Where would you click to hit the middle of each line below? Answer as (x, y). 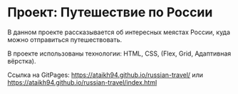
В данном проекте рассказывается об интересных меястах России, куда (119, 32)
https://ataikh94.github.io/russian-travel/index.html (82, 82)
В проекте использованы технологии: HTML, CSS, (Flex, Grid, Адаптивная (119, 53)
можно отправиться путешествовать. (65, 39)
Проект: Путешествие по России (110, 12)
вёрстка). (22, 61)
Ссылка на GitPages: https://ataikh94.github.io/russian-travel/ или (105, 75)
